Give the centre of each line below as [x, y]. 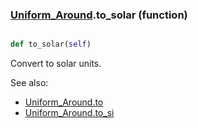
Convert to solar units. [56, 64]
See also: [29, 83]
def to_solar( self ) [51, 44]
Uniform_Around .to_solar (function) [99, 15]
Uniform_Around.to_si [69, 113]
